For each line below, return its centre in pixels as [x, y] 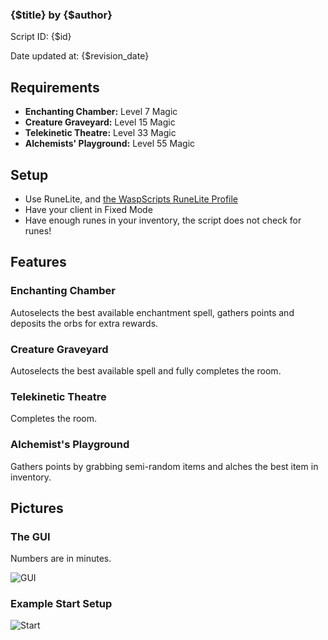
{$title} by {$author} [61, 15]
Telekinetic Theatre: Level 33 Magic [100, 133]
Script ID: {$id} [41, 37]
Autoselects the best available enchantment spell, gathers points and [152, 312]
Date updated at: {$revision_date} [80, 56]
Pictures [37, 508]
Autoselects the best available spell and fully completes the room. [146, 370]
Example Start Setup [61, 604]
